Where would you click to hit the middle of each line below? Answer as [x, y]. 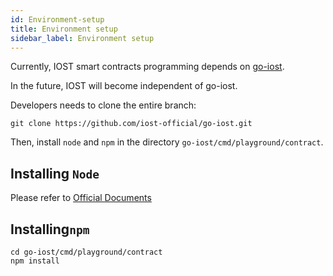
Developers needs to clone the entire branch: [103, 105]
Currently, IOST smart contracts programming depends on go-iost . [147, 67]
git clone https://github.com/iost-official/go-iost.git [131, 124]
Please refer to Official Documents [81, 198]
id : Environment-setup [57, 19]
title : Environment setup [64, 29]
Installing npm [50, 229]
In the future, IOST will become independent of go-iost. [124, 86]
